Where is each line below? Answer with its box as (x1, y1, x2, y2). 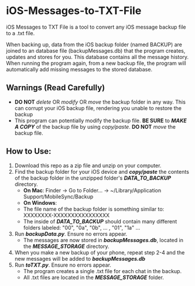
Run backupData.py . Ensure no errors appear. (14, 230, 128, 237)
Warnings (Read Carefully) (6, 83, 105, 93)
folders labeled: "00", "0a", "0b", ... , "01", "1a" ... (23, 224, 141, 231)
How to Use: (6, 146, 52, 156)
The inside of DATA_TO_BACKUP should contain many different (23, 218, 177, 225)
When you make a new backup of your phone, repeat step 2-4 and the (14, 249, 185, 256)
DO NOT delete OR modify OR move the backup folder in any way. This (14, 98, 186, 105)
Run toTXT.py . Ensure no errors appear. (14, 261, 111, 268)
